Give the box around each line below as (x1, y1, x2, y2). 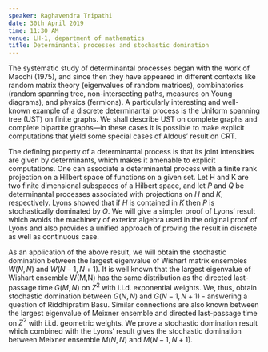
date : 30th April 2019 (8, 19, 84, 27)
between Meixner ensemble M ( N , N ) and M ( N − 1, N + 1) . (8, 335, 194, 345)
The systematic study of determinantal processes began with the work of (8, 63, 250, 73)
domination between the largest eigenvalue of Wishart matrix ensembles (8, 256, 248, 266)
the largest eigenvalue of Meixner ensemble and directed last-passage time (8, 308, 258, 318)
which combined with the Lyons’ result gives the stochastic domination (8, 326, 242, 336)
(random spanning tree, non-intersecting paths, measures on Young (8, 89, 233, 98)
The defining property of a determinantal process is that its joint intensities (8, 147, 254, 157)
